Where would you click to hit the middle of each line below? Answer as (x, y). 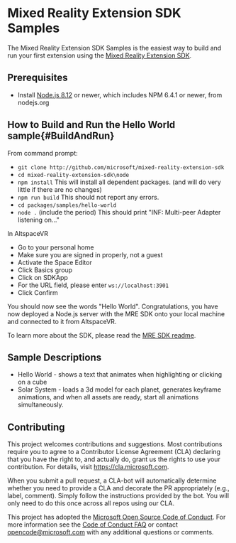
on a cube (32, 382)
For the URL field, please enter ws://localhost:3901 (93, 285)
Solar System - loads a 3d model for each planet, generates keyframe (119, 389)
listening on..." (39, 220)
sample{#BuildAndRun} (61, 136)
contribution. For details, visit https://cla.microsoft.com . (88, 467)
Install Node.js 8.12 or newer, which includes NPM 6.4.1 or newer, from (120, 95)
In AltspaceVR (28, 233)
